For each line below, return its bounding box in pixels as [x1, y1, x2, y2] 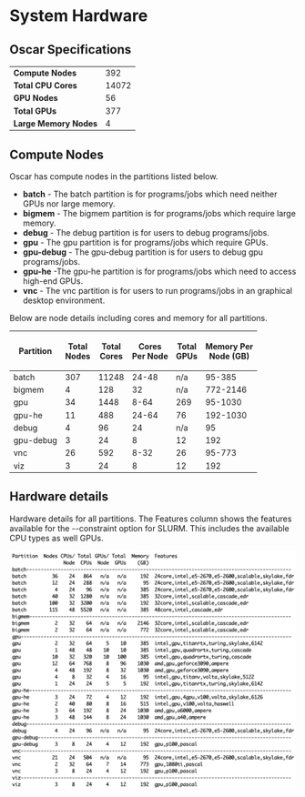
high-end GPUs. [22, 276, 84, 287]
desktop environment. [22, 295, 106, 306]
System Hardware [9, 5, 148, 26]
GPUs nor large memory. [22, 198, 116, 209]
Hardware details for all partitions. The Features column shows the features [9, 513, 292, 524]
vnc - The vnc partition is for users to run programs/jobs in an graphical [22, 286, 293, 297]
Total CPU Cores [13, 80, 77, 91]
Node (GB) [208, 350, 250, 361]
